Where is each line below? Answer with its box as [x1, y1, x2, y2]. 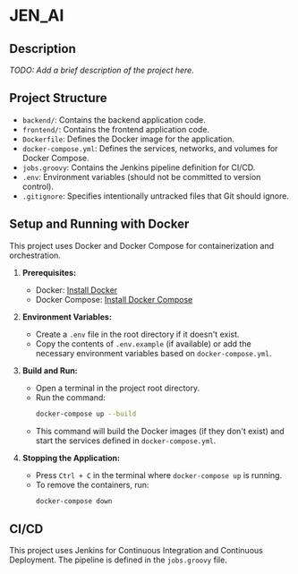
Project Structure [9, 90, 107, 106]
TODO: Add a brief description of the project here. [9, 64, 194, 75]
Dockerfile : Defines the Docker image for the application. [21, 133, 235, 144]
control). [21, 181, 55, 192]
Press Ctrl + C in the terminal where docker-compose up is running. [35, 469, 283, 480]
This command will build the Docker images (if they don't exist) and [35, 425, 285, 436]
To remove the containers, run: [35, 479, 149, 490]
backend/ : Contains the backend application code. [21, 114, 206, 125]
